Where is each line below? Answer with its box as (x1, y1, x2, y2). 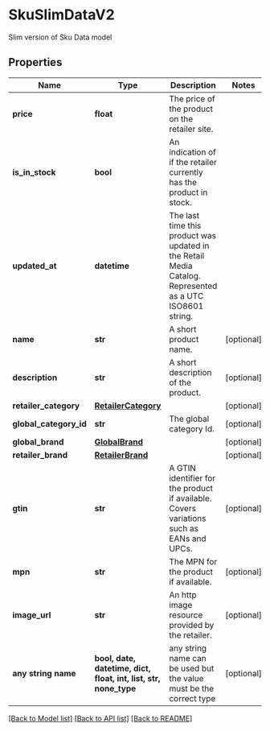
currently (168, 167, 203, 178)
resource (168, 609, 203, 621)
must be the (168, 683, 215, 694)
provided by (168, 619, 215, 630)
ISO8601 (168, 300, 204, 312)
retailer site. (168, 123, 214, 134)
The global (168, 413, 210, 424)
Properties (8, 56, 63, 69)
